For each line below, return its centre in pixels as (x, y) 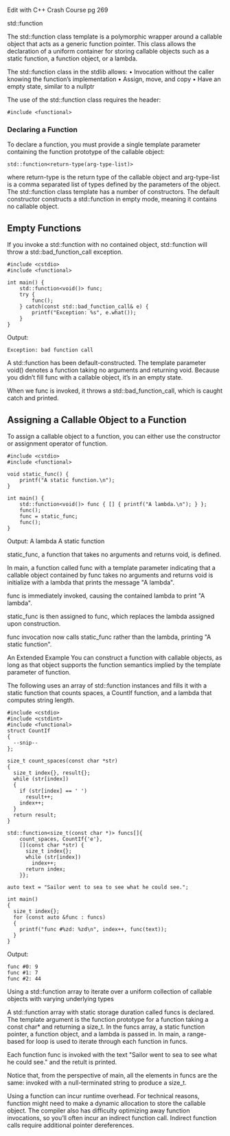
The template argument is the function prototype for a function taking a (108, 1019)
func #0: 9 (23, 966)
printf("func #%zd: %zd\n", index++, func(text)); (93, 929)
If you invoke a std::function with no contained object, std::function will (107, 245)
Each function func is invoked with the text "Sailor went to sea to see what (112, 1054)
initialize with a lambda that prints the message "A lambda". (91, 582)
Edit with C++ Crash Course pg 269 (58, 10)
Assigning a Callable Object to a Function (97, 420)
